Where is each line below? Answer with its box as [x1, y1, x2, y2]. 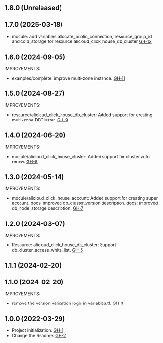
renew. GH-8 [11, 159, 38, 164]
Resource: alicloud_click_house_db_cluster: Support [11, 242, 117, 248]
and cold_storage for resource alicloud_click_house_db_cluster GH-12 [11, 39, 152, 44]
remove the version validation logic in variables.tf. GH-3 [11, 300, 124, 306]
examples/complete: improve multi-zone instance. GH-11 [11, 75, 125, 81]
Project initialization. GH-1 [11, 327, 64, 333]
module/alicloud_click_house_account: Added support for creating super [11, 195, 158, 201]
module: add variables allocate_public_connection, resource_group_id [11, 34, 152, 40]
